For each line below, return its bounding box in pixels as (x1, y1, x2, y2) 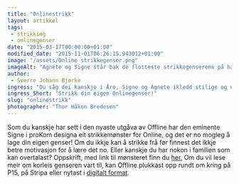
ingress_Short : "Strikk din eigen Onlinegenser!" (7, 90, 158, 97)
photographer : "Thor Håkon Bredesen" (7, 103, 119, 111)
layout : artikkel (7, 17, 59, 24)
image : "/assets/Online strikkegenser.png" (7, 57, 139, 64)
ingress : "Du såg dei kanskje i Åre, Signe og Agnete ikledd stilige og (7, 83, 228, 91)
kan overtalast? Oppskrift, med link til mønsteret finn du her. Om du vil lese (7, 153, 226, 161)
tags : (7, 24, 23, 31)
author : (7, 70, 31, 77)
